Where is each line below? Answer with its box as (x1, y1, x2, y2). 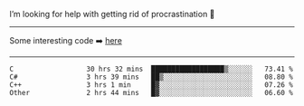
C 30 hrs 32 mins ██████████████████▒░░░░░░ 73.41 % (9, 64, 294, 73)
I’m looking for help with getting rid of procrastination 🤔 (9, 9, 215, 19)
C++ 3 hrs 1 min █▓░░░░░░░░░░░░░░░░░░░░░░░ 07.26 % (9, 81, 294, 90)
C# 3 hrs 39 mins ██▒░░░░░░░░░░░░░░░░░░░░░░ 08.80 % (9, 72, 294, 82)
